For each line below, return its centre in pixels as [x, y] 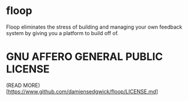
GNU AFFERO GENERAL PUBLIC [85, 57]
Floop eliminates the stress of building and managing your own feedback [94, 27]
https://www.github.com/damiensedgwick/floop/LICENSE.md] [83, 91]
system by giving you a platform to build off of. [63, 33]
